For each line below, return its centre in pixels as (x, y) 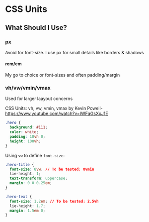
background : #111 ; (29, 127)
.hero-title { (20, 165)
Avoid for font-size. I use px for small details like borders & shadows (74, 52)
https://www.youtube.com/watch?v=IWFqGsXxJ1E (57, 113)
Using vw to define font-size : (35, 155)
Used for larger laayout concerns (39, 99)
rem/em (14, 64)
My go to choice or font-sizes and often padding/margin (63, 75)
